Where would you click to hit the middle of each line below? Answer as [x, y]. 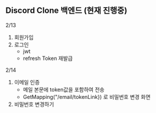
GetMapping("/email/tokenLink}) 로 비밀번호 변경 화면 [87, 97]
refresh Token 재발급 [48, 58]
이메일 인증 [27, 82]
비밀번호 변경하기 [34, 104]
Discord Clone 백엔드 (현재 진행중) [66, 11]
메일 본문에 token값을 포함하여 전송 [64, 89]
